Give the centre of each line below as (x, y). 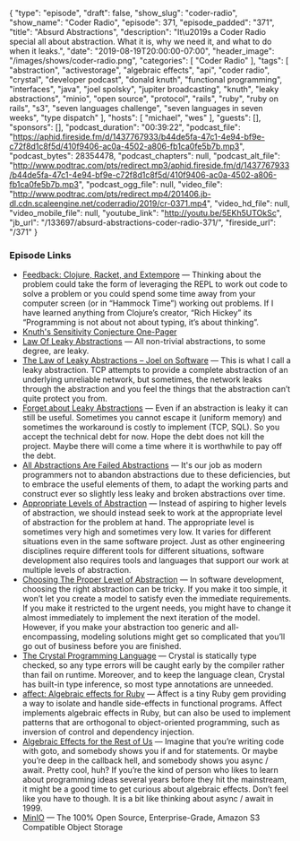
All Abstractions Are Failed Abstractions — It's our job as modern (142, 465)
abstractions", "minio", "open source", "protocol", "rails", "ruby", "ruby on (144, 99)
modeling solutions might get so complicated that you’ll (183, 637)
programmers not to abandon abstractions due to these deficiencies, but (156, 475)
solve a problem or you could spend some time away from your (139, 294)
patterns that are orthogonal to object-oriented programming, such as (151, 723)
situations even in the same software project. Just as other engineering (153, 542)
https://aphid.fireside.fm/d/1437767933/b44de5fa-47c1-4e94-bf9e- (139, 137)
